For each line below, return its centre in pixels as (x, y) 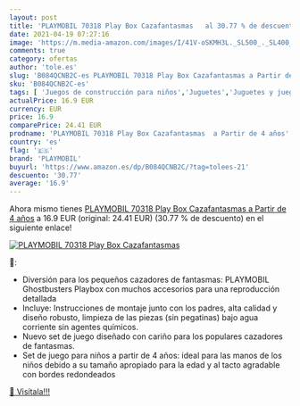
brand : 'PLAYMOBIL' (46, 158)
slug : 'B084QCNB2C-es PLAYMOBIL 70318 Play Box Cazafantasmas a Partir (145, 76)
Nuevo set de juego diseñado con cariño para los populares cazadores (152, 336)
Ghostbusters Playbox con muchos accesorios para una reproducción (151, 289)
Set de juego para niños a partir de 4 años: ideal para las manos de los (152, 356)
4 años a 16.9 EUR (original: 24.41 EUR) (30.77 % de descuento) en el (137, 219)
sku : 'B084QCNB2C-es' (50, 84)
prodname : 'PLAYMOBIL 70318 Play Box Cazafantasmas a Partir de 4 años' (150, 134)
